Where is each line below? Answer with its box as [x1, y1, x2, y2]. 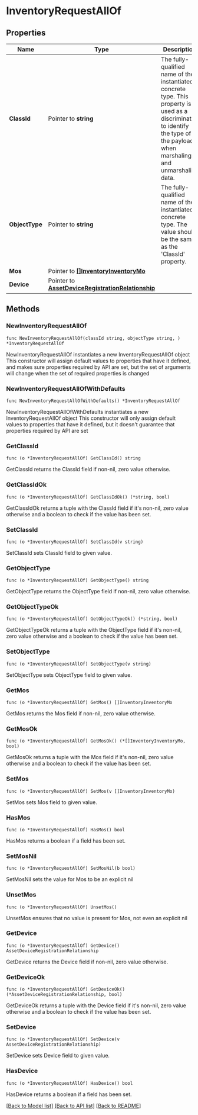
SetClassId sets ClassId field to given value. [6, 549, 112, 556]
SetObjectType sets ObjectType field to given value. [6, 671, 133, 679]
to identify [161, 122, 189, 130]
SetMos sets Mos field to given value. [6, 798, 97, 806]
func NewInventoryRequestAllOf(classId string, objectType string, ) [6, 335, 181, 341]
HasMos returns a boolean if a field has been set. [6, 837, 126, 844]
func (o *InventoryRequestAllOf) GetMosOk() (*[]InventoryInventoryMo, [6, 738, 186, 744]
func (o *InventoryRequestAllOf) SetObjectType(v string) [6, 661, 151, 667]
